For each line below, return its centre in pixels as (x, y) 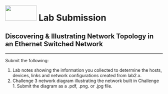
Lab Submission (72, 18)
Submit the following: (27, 60)
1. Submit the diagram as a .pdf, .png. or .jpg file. (62, 86)
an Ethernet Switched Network (54, 44)
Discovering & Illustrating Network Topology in (79, 36)
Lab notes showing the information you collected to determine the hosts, (87, 70)
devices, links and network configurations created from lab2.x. (77, 75)
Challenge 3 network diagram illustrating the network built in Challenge (85, 81)
